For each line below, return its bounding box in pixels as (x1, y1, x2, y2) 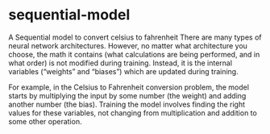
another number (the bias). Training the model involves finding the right (8, 99, 246, 109)
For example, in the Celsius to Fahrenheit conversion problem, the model (8, 82, 250, 92)
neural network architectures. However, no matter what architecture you (8, 40, 248, 50)
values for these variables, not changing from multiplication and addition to (8, 107, 258, 118)
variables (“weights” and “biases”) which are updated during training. (8, 66, 239, 76)
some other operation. (8, 116, 82, 126)
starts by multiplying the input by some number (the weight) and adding (8, 90, 247, 100)
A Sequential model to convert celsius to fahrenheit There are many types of (8, 32, 262, 42)
